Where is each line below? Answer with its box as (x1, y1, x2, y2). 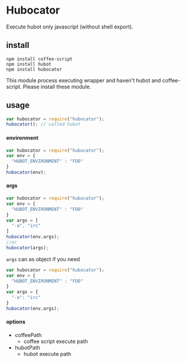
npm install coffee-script (6, 56, 73, 62)
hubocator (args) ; (6, 245, 49, 250)
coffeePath (14, 332, 42, 339)
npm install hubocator (6, 66, 62, 72)
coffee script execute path (23, 338, 88, 345)
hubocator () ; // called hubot (6, 121, 81, 127)
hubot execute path (23, 351, 72, 358)
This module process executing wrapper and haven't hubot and (6, 76, 161, 83)
